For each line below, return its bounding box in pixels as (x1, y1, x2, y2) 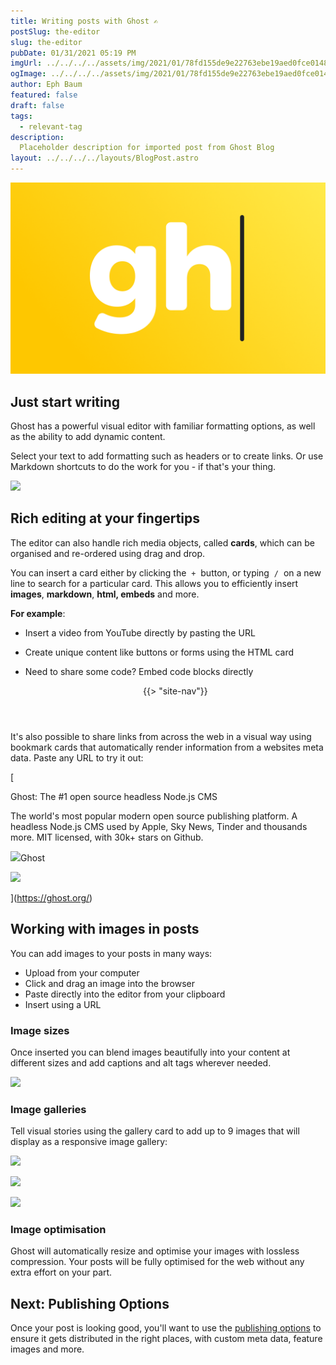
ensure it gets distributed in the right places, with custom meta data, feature (10, 1333, 323, 1345)
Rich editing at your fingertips (10, 510, 201, 527)
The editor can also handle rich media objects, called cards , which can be (10, 536, 315, 549)
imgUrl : (10, 58, 43, 69)
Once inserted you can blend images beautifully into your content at (10, 1046, 291, 1058)
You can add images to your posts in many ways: (10, 947, 213, 959)
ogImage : (10, 69, 47, 79)
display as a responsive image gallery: (10, 1136, 168, 1148)
